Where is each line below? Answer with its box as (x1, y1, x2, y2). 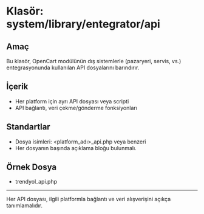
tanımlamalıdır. (6, 202, 42, 209)
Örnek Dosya (6, 162, 57, 173)
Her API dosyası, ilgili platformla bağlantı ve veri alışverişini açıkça (6, 196, 171, 203)
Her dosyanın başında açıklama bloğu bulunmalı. (15, 144, 137, 151)
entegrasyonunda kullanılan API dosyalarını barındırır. (6, 64, 140, 71)
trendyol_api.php (15, 178, 58, 185)
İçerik (6, 81, 29, 92)
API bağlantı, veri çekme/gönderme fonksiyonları (15, 104, 138, 111)
